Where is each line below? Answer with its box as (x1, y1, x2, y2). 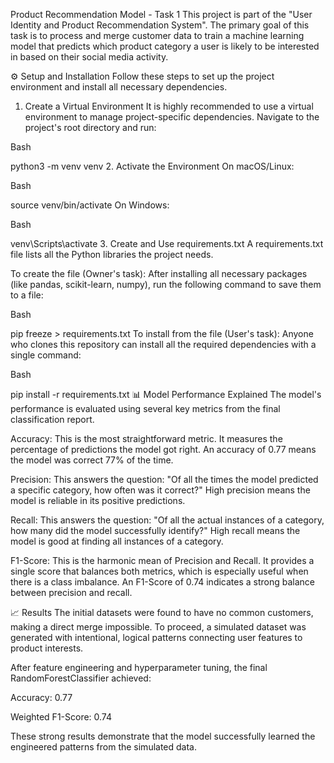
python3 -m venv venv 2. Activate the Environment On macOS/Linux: (10, 160, 295, 172)
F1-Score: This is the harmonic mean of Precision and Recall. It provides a (10, 555, 315, 566)
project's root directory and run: (24, 122, 157, 133)
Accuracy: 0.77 (10, 692, 73, 703)
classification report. (10, 414, 95, 425)
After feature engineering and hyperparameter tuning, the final (10, 662, 268, 673)
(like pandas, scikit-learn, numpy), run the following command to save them (10, 279, 322, 290)
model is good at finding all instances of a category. (10, 535, 224, 547)
